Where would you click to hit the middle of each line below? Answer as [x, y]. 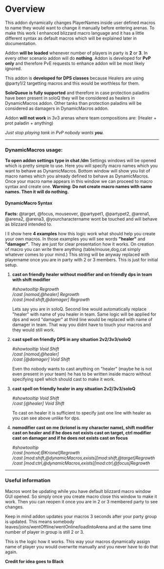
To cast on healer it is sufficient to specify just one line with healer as [82, 413]
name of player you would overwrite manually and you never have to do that [82, 546]
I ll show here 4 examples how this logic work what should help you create [80, 234]
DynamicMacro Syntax [29, 203]
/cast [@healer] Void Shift [38, 403]
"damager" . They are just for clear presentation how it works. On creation [80, 244]
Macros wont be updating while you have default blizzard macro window [78, 491]
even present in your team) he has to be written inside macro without [82, 374]
